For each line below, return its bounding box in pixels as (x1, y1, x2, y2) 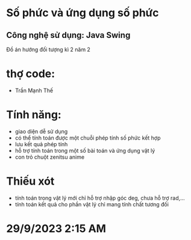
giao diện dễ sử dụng (14, 128, 68, 135)
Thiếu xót (6, 174, 55, 188)
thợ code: (6, 67, 55, 81)
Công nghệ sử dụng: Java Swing (6, 30, 131, 40)
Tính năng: (6, 108, 61, 122)
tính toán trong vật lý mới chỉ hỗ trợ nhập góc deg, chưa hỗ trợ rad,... (14, 194, 185, 202)
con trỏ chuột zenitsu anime (14, 153, 85, 161)
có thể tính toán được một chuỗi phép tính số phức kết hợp (14, 134, 161, 141)
